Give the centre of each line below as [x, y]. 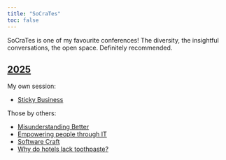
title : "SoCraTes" [34, 14]
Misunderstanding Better [53, 127]
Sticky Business [40, 100]
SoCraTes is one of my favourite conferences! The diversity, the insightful [113, 40]
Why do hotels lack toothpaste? [63, 149]
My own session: [31, 86]
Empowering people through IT [62, 134]
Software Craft [38, 142]
